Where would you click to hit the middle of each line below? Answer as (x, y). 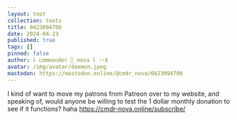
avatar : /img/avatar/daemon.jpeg (57, 67)
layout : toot (27, 14)
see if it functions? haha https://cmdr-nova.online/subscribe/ (96, 109)
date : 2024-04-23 (33, 34)
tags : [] (20, 47)
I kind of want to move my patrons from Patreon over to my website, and (113, 94)
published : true (31, 40)
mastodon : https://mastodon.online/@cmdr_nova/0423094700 (95, 73)
